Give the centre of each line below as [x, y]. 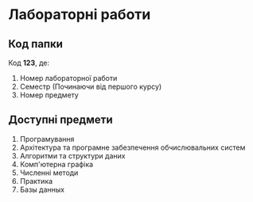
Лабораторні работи [80, 15]
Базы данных [42, 189]
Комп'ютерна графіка [56, 164]
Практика [36, 181]
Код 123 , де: [29, 63]
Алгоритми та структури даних [72, 155]
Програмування [47, 139]
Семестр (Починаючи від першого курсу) [91, 86]
